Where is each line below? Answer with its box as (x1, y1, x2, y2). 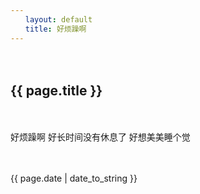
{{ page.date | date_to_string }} (10, 172, 138, 185)
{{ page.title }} (10, 82, 103, 99)
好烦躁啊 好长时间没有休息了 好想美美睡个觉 (10, 131, 191, 143)
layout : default (24, 14, 93, 25)
